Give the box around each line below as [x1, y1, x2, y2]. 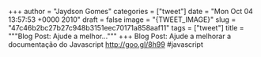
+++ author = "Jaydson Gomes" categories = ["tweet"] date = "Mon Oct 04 [8, 7, 253, 16]
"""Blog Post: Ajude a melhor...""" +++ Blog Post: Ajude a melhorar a [8, 31, 232, 41]
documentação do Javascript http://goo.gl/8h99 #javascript [8, 40, 204, 49]
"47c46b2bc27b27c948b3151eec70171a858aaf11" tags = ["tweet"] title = [8, 23, 244, 32]
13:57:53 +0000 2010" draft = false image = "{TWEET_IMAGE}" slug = [8, 15, 236, 24]
